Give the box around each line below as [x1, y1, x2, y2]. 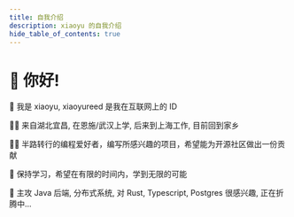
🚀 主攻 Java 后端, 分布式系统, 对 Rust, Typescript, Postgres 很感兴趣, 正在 [9, 188, 276, 198]
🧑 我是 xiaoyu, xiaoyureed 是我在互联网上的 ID [9, 101, 178, 112]
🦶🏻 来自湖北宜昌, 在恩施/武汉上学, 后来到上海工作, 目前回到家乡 [9, 120, 240, 131]
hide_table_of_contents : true [9, 29, 121, 38]
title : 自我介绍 [9, 12, 64, 22]
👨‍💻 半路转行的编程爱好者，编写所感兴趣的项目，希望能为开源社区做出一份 [9, 139, 278, 150]
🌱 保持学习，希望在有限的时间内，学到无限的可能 [9, 169, 188, 180]
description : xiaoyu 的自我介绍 [9, 21, 122, 30]
